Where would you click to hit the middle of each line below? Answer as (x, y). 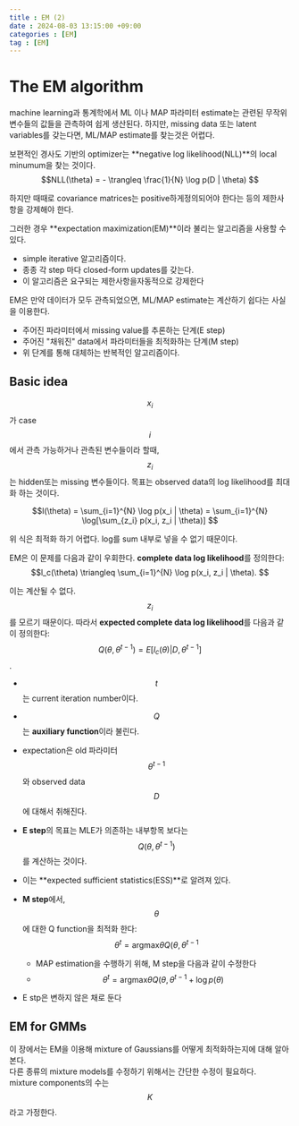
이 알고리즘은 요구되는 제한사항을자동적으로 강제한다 (113, 281)
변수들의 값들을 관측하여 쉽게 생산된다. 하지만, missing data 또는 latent (133, 124)
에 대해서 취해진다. (54, 811)
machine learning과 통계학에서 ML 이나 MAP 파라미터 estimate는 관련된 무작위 (149, 113)
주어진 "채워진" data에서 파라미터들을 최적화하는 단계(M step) (130, 342)
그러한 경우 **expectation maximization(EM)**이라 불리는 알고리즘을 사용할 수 (148, 228)
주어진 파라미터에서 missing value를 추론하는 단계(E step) (124, 330)
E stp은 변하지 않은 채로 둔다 (72, 998)
